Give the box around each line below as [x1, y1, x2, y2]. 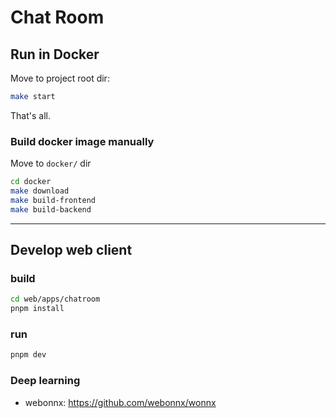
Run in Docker [10, 46, 100, 63]
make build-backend [10, 204, 92, 215]
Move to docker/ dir [10, 157, 92, 170]
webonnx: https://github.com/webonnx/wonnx [24, 396, 217, 408]
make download [10, 186, 70, 196]
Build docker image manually [10, 134, 155, 148]
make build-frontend [10, 195, 97, 205]
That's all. [10, 109, 51, 121]
